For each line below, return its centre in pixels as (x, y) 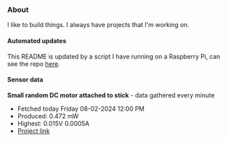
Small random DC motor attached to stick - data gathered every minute (111, 95)
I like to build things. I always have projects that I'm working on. (98, 25)
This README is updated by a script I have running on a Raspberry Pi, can (114, 56)
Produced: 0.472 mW (48, 116)
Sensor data (25, 80)
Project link (34, 131)
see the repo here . (34, 63)
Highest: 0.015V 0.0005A (53, 123)
